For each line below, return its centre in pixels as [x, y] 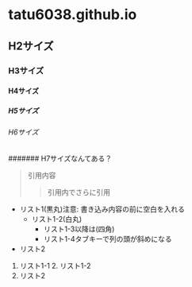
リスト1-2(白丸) [57, 219]
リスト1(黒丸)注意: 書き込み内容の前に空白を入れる [102, 209]
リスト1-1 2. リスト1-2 [55, 266]
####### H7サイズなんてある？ [60, 158]
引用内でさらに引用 [79, 192]
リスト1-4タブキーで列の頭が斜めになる [108, 239]
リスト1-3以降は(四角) [79, 229]
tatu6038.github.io [73, 15]
